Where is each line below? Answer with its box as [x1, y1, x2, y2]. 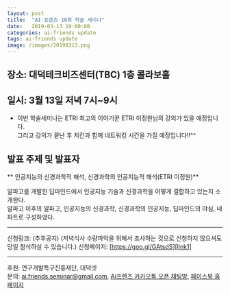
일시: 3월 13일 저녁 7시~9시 [7, 94, 118, 106]
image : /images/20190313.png [7, 42, 90, 49]
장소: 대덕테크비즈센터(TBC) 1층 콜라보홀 [7, 69, 170, 81]
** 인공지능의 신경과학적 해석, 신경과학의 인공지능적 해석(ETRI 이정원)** [7, 173, 199, 181]
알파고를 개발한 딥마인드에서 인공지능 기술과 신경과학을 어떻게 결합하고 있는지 [7, 187, 214, 196]
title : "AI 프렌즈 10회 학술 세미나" [7, 16, 105, 23]
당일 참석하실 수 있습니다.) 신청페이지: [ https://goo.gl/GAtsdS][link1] [7, 243, 192, 251]
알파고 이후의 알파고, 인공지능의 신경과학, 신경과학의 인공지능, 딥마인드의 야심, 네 [7, 204, 222, 213]
